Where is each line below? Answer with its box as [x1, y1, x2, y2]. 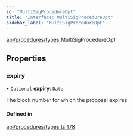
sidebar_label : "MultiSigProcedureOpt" [6, 20, 106, 26]
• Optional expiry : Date [6, 85, 64, 92]
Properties [6, 53, 47, 63]
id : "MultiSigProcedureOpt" [6, 8, 76, 15]
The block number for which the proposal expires [6, 97, 128, 104]
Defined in [6, 110, 33, 117]
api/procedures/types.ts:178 [6, 123, 76, 131]
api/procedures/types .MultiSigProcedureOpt [6, 36, 116, 44]
